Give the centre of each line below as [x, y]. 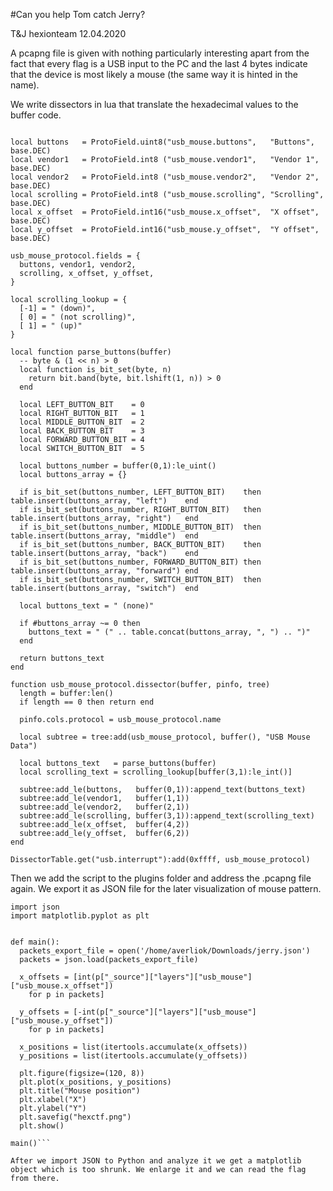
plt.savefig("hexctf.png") [75, 1117]
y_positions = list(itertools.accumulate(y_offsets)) [133, 1056]
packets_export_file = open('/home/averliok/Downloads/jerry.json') [165, 951]
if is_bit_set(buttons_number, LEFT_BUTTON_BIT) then [140, 492]
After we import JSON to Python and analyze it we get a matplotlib [156, 1161]
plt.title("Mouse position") [80, 1091]
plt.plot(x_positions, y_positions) [95, 1082]
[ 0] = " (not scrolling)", [78, 317]
